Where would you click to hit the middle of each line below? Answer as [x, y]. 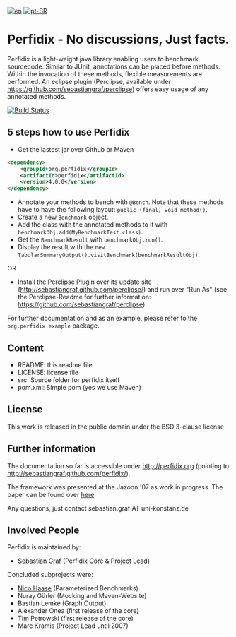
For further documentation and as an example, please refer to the [102, 318]
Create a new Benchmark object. [63, 217]
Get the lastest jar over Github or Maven [76, 149]
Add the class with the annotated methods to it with [93, 225]
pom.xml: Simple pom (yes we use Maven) [79, 387]
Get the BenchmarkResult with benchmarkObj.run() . [90, 239]
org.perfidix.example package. [54, 326]
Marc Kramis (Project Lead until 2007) [73, 626]
